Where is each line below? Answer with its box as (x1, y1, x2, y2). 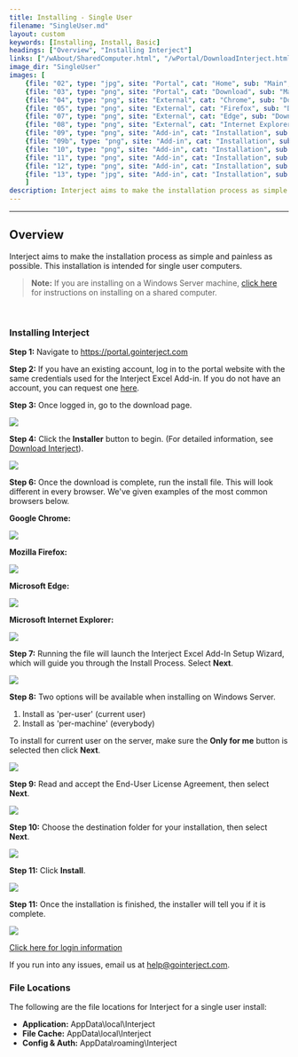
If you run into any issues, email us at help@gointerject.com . (9, 959, 231, 970)
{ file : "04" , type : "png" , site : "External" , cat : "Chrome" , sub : (25, 95, 276, 105)
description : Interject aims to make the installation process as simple (9, 186, 288, 195)
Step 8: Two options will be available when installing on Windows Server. (9, 691, 277, 702)
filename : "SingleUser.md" (9, 21, 109, 30)
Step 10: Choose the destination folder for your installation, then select (9, 822, 268, 832)
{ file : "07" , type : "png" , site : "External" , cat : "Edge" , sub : (25, 112, 268, 121)
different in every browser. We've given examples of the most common (9, 486, 268, 497)
